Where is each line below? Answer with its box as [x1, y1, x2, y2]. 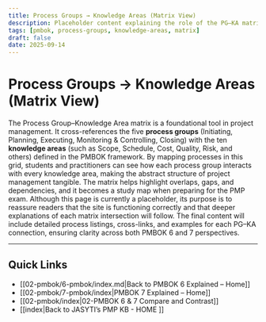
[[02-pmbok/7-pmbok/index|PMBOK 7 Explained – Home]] [19, 287, 211, 297]
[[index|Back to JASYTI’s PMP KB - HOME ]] [19, 305, 165, 314]
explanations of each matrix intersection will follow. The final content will [8, 211, 245, 220]
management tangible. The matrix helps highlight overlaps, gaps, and [8, 178, 234, 187]
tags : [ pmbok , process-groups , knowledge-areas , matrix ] [8, 26, 200, 34]
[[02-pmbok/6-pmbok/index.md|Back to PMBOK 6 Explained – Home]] [19, 279, 251, 289]
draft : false [8, 33, 51, 42]
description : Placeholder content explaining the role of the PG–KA [8, 19, 239, 27]
